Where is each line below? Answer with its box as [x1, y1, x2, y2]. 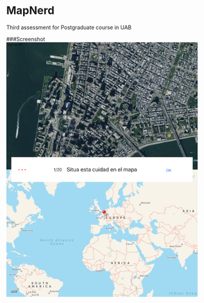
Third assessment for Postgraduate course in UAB [6, 24, 132, 31]
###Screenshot [6, 35, 46, 42]
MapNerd [6, 4, 55, 18]
